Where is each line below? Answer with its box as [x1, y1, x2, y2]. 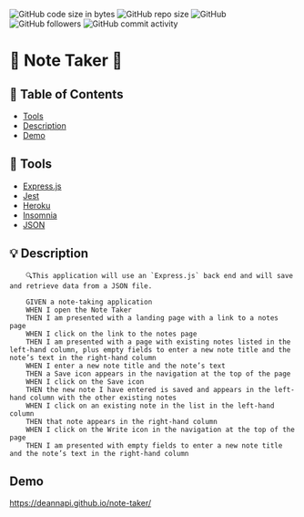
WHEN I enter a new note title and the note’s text [25, 361, 226, 370]
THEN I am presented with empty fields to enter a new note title [25, 440, 283, 450]
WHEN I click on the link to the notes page [25, 329, 198, 338]
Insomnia [22, 210, 57, 221]
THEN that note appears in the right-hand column [25, 417, 218, 426]
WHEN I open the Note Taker [25, 305, 132, 315]
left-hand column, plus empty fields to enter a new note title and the [9, 345, 291, 355]
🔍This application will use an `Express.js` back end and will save [25, 271, 294, 280]
